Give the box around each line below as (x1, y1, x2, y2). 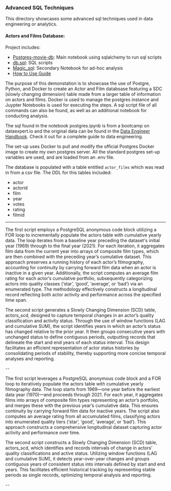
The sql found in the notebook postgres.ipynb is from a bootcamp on (5, 122, 150, 128)
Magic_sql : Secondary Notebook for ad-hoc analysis (12, 65, 123, 71)
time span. (5, 297, 27, 303)
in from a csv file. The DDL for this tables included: (5, 169, 112, 175)
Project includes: (5, 44, 41, 50)
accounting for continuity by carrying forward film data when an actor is (5, 264, 156, 270)
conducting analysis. (5, 113, 49, 119)
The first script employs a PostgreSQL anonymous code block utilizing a (5, 226, 157, 232)
